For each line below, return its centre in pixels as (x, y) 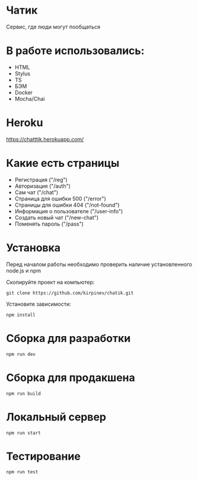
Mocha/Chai (30, 99)
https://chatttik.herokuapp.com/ (45, 139)
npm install (21, 315)
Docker (24, 92)
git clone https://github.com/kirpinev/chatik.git (70, 293)
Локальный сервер (56, 417)
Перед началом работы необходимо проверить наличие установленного (99, 264)
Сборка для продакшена (71, 377)
